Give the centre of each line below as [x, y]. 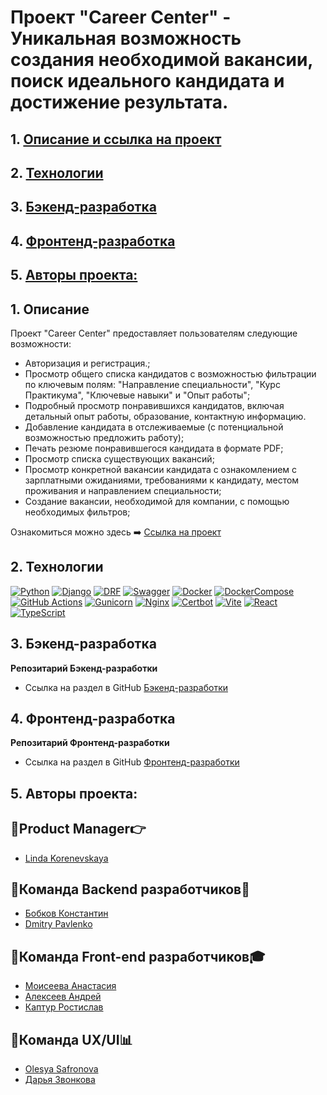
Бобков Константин [66, 913]
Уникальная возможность [126, 38]
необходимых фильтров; [77, 512]
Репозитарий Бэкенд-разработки [84, 668]
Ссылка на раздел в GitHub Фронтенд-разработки [132, 762]
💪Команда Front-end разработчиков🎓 [138, 956]
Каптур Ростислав [64, 1007]
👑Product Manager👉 [78, 829]
